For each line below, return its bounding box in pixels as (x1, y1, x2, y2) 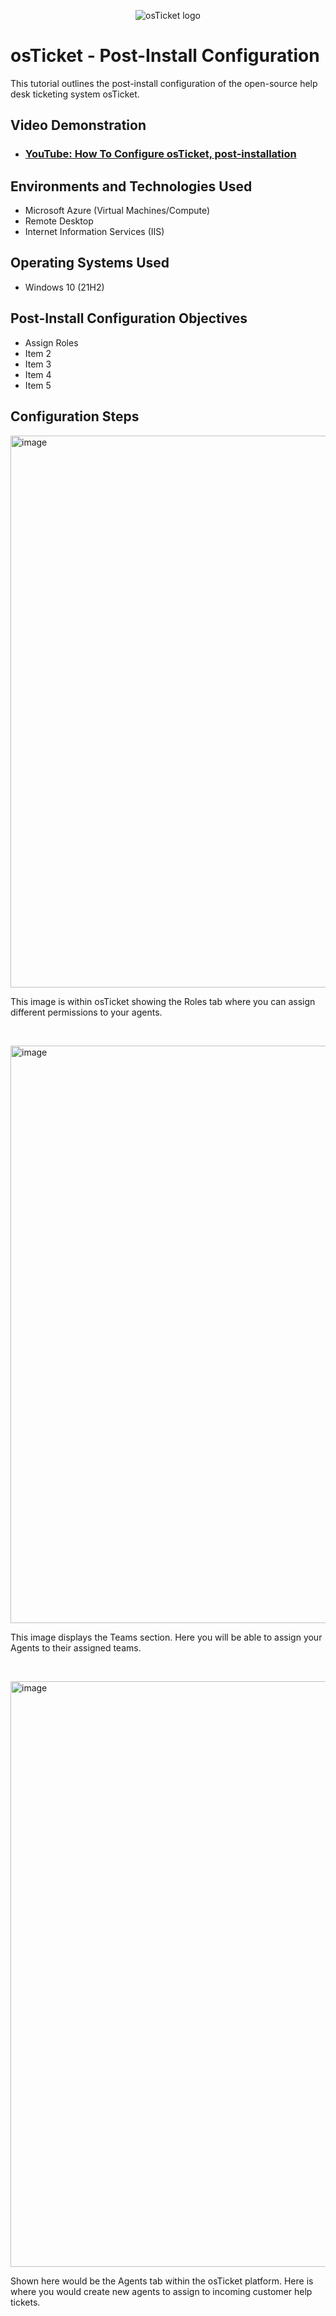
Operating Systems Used (10, 255, 170, 272)
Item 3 (24, 358, 52, 370)
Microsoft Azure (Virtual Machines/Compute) (24, 205, 211, 217)
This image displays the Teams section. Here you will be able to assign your (10, 1631, 323, 1643)
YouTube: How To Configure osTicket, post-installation (24, 147, 297, 161)
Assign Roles (24, 336, 79, 349)
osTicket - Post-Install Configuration (10, 45, 320, 67)
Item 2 (24, 347, 52, 359)
